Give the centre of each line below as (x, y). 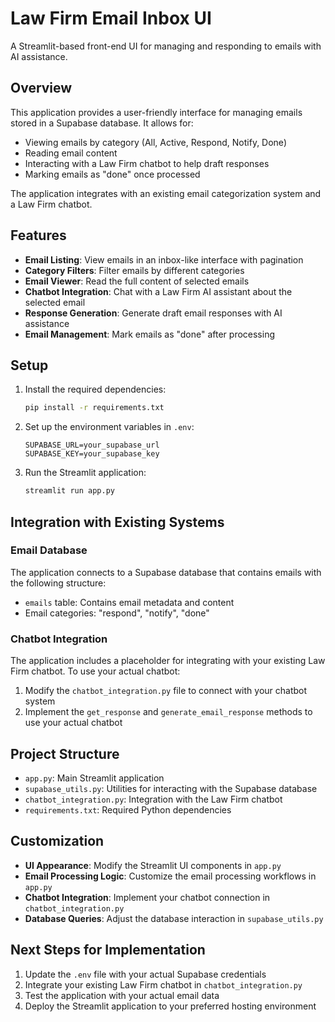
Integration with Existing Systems (117, 522)
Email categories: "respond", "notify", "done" (117, 613)
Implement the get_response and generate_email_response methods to (168, 712)
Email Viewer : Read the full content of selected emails (137, 281)
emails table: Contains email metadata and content (129, 602)
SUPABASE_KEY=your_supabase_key (92, 454)
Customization (57, 841)
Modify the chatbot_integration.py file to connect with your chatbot (166, 691)
